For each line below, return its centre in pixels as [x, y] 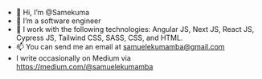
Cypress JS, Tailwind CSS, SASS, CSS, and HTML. [99, 38]
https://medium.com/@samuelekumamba [84, 67]
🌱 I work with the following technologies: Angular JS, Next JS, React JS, [135, 29]
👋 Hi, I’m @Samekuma [53, 12]
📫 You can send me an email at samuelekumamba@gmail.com [120, 47]
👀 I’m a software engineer [59, 21]
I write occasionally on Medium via [73, 58]
